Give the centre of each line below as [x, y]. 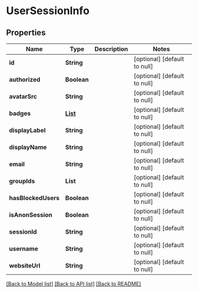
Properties [26, 33]
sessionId [23, 232]
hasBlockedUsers [34, 198]
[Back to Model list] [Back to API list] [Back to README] [74, 284]
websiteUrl [25, 266]
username [24, 249]
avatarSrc [23, 96]
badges [20, 113]
